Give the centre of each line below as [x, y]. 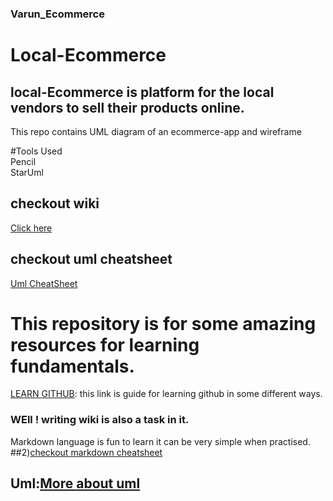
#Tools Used [36, 151]
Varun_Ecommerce [57, 14]
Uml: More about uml [75, 483]
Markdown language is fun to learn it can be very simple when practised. [160, 441]
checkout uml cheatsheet [91, 259]
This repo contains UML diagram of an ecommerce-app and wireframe [156, 131]
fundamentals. [72, 366]
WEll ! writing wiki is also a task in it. [100, 420]
